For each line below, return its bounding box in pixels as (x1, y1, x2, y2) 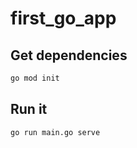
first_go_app (10, 7, 117, 30)
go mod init (10, 73, 60, 83)
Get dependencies (10, 47, 128, 64)
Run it (10, 101, 48, 118)
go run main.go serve (10, 127, 101, 137)
